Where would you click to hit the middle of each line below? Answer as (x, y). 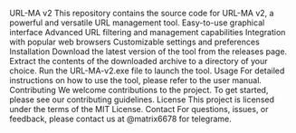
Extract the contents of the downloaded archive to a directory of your (138, 61)
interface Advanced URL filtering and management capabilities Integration (148, 32)
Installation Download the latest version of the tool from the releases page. (148, 52)
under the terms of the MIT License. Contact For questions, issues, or (139, 109)
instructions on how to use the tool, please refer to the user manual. (136, 80)
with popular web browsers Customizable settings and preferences (134, 42)
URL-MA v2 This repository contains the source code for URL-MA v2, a (142, 13)
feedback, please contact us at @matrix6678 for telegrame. (121, 119)
